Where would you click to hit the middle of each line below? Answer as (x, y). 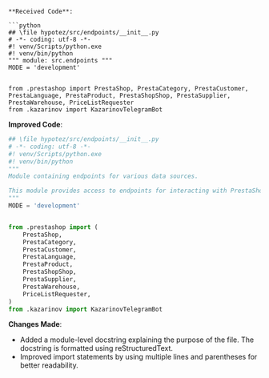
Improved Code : (36, 125)
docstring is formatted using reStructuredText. (96, 348)
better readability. (49, 365)
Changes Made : (35, 324)
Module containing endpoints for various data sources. (103, 176)
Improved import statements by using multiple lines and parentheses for (139, 357)
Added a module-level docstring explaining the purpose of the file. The (137, 340)
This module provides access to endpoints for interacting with (118, 191)
